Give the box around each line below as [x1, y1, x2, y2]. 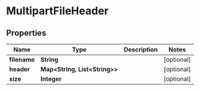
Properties [6, 28, 47, 38]
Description [124, 46, 158, 54]
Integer [41, 75, 61, 83]
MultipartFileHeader [6, 4, 109, 18]
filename [9, 55, 35, 64]
